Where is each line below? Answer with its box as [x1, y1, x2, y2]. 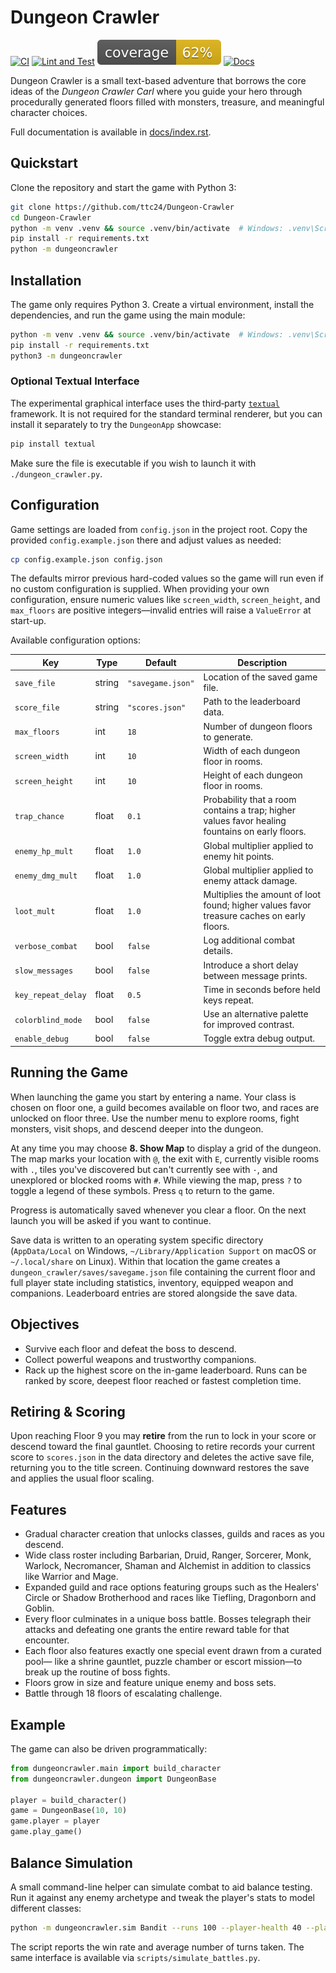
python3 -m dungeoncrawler [10, 351, 123, 361]
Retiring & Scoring [10, 1403, 126, 1420]
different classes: [10, 1902, 82, 1914]
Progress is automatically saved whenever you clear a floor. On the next [10, 1204, 307, 1216]
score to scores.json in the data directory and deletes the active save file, [10, 1451, 315, 1463]
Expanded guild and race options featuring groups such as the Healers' [24, 1581, 320, 1593]
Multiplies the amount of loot [203, 889, 322, 901]
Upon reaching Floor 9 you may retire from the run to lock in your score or [10, 1430, 317, 1442]
